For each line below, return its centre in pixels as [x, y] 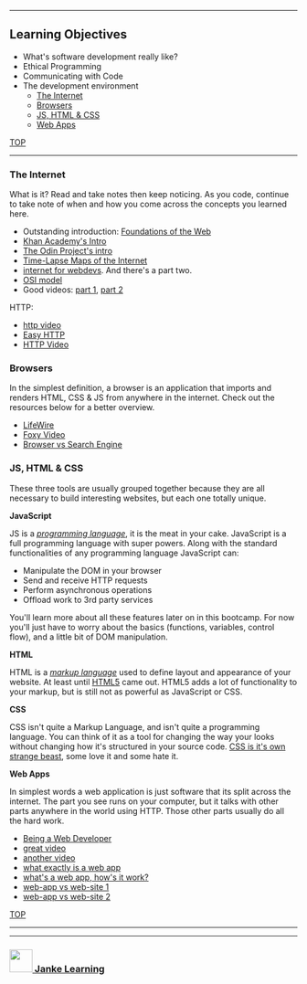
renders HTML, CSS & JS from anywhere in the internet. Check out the [143, 397]
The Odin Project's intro [67, 251]
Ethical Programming [62, 66]
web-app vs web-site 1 [66, 886]
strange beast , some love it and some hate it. [94, 756]
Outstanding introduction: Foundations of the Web [117, 232]
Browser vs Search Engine [73, 445]
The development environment [80, 85]
